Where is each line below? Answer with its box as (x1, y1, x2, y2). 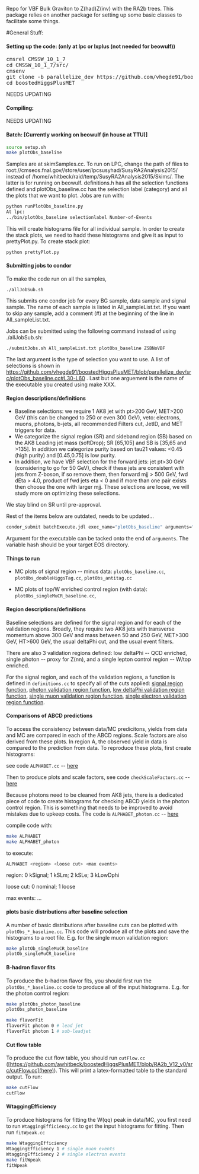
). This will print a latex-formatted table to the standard (53, 1067, 187, 1074)
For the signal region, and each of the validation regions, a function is (6, 673, 175, 680)
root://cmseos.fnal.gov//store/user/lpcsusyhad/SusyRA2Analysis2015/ (6, 167, 178, 174)
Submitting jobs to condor (6, 262, 72, 269)
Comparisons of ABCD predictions (6, 712, 93, 720)
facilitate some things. (6, 18, 60, 24)
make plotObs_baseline (6, 149, 62, 156)
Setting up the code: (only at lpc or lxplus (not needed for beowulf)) (6, 43, 176, 50)
